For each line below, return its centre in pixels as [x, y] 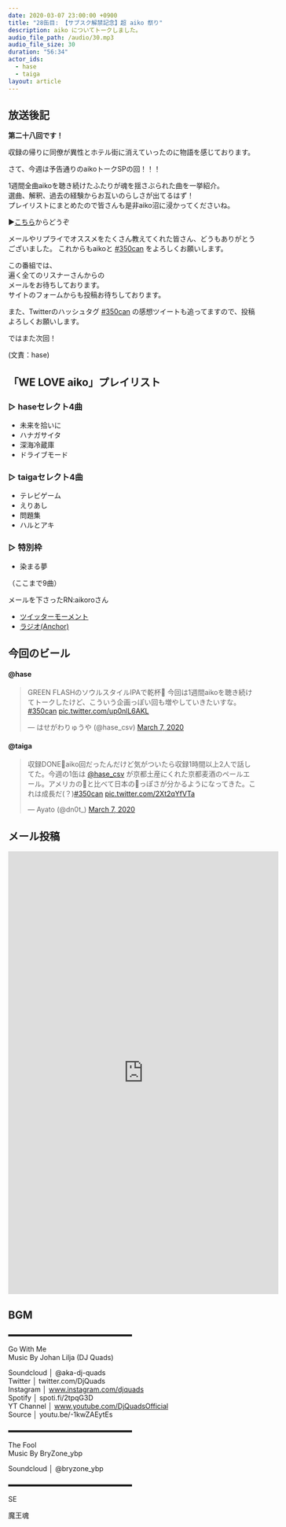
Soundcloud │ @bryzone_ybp [56, 1469]
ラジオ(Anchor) [44, 626]
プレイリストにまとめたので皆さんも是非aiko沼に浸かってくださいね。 [121, 205]
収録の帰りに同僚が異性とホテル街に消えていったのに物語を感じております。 [132, 152]
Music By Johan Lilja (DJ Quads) [61, 1358]
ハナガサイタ [40, 435]
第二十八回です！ [36, 135]
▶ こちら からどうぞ [39, 222]
